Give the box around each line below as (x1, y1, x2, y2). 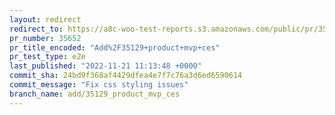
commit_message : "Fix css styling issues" (9, 80, 189, 90)
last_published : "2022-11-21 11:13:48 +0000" (9, 61, 202, 71)
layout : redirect (9, 14, 82, 25)
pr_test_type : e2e (9, 52, 86, 62)
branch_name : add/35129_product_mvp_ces (9, 89, 181, 99)
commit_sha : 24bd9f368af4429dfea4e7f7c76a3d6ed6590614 (9, 71, 243, 81)
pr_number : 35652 (9, 33, 82, 43)
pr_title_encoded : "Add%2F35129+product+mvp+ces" (9, 42, 221, 53)
